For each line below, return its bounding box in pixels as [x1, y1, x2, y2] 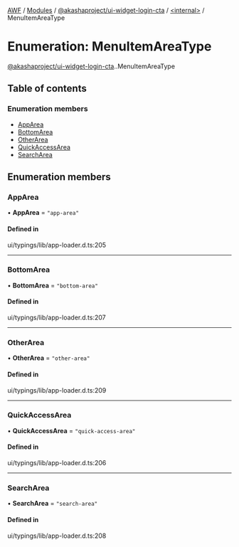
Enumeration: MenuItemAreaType [7, 38, 212, 55]
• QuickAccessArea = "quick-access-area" [7, 426, 136, 435]
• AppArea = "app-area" [7, 208, 80, 217]
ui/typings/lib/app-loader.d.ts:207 [7, 313, 106, 322]
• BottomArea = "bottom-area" [7, 281, 98, 290]
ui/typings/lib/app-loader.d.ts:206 [7, 459, 107, 467]
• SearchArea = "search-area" [7, 499, 98, 508]
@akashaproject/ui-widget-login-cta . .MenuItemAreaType [7, 62, 176, 70]
